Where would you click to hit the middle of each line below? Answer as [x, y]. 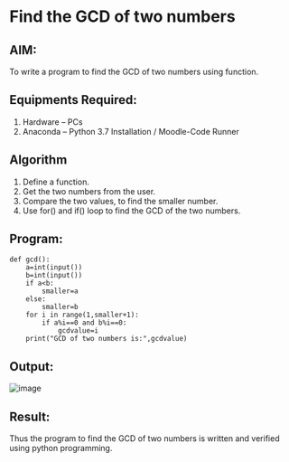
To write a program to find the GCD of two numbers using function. [134, 71]
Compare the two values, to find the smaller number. [120, 201]
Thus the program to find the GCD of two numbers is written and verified [144, 438]
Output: [32, 367]
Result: [30, 416]
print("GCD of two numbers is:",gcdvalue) [107, 339]
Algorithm [38, 160]
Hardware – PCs [52, 122]
